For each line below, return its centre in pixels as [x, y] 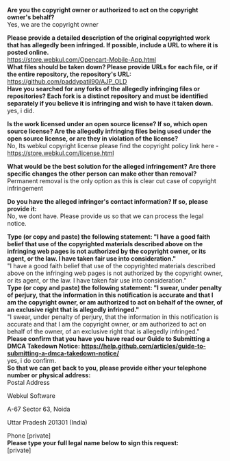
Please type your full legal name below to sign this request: [93, 443]
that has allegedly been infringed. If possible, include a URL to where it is [113, 45]
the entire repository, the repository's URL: [69, 74]
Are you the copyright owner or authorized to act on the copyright [103, 10]
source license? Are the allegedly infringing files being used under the [109, 131]
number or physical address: [49, 375]
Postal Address [28, 382]
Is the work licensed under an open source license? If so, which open [107, 124]
